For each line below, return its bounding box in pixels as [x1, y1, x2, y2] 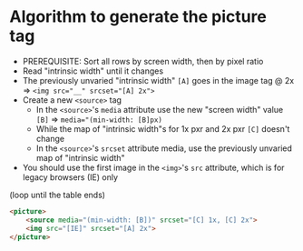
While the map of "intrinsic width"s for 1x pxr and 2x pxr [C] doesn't [35, 123, 290, 134]
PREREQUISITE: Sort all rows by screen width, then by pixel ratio [22, 55, 264, 66]
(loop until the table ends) [9, 189, 106, 200]
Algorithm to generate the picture [9, 6, 268, 27]
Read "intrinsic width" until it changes [22, 65, 164, 76]
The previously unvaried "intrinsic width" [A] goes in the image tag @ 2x [22, 75, 295, 85]
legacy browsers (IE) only [22, 171, 119, 183]
